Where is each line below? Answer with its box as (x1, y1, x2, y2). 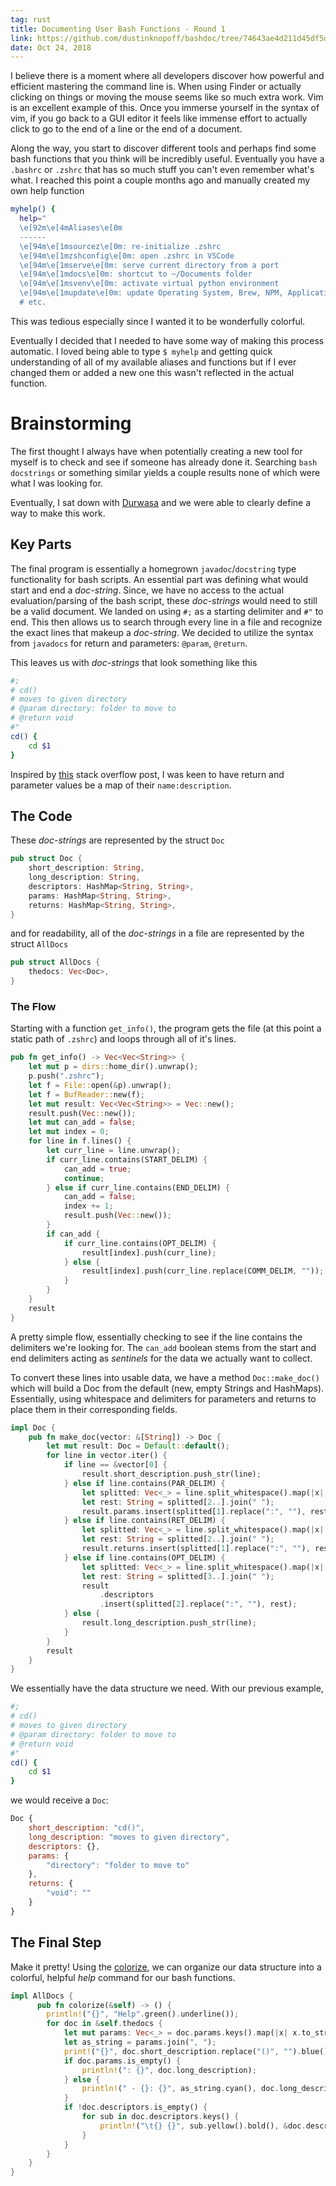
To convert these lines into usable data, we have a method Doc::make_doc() (10, 1371, 320, 1383)
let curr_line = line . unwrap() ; (46, 1146, 182, 1156)
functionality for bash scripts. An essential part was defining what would (10, 573, 309, 585)
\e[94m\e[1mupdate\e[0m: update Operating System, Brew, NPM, (19, 288, 284, 298)
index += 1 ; (63, 1201, 114, 1211)
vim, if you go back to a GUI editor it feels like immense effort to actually (10, 112, 308, 125)
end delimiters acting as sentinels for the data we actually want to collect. (10, 1352, 313, 1364)
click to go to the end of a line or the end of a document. (10, 123, 243, 135)
